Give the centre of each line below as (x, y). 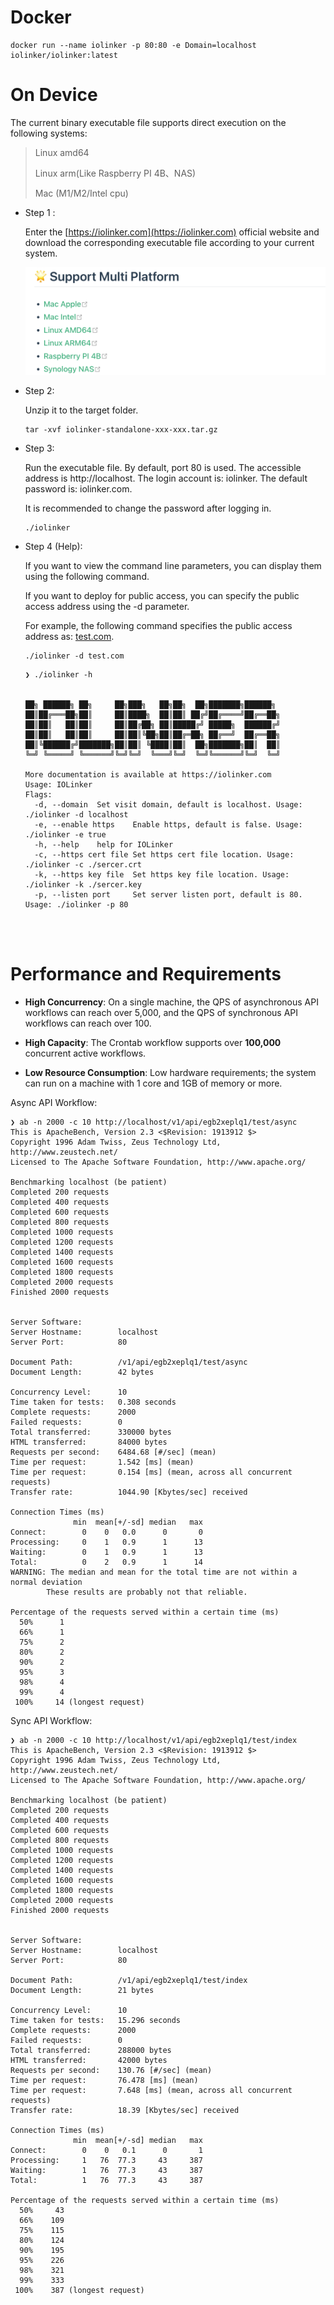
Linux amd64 (62, 152)
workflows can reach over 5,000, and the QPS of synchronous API (161, 1012)
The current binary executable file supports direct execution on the (148, 122)
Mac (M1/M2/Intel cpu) (81, 193)
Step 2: (39, 390)
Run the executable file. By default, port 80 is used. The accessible (163, 467)
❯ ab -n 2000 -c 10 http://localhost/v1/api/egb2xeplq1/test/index (154, 1740)
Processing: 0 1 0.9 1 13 (106, 1542)
